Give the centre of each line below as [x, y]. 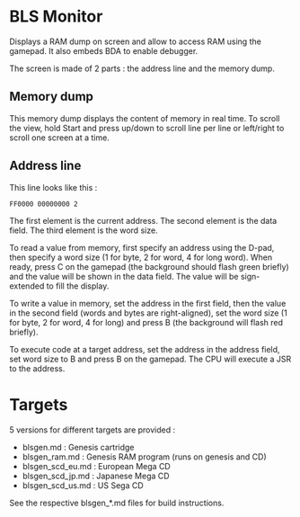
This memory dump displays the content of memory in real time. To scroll [145, 118]
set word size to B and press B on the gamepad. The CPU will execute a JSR [150, 359]
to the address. [37, 368]
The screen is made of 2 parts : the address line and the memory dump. [142, 68]
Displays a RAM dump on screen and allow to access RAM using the [136, 41]
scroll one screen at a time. [59, 138]
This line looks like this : [53, 187]
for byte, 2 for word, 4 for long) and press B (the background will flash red [146, 322]
